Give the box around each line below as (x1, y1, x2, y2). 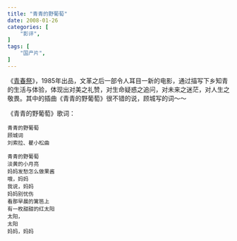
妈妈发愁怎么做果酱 (7, 168, 55, 175)
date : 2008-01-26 (7, 17, 59, 24)
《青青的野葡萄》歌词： (7, 109, 75, 117)
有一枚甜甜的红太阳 (7, 205, 55, 212)
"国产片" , (20, 50, 46, 57)
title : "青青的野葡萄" (7, 10, 68, 18)
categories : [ (7, 23, 49, 30)
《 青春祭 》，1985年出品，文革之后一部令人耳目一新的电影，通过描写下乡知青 (7, 76, 229, 85)
